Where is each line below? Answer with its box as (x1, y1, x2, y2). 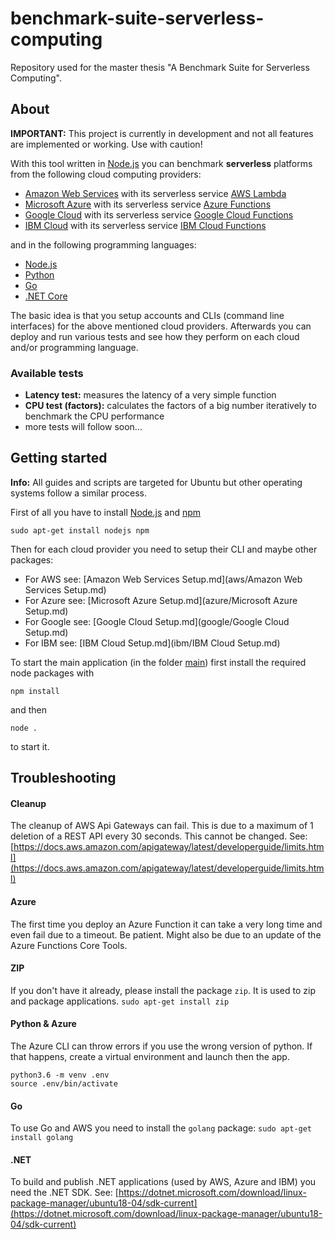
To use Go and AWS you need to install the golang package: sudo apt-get (10, 1122, 313, 1134)
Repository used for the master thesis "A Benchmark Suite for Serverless (10, 61, 310, 73)
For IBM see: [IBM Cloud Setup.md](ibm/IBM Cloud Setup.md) (24, 637, 281, 649)
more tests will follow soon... (24, 421, 143, 433)
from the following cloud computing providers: (10, 168, 202, 180)
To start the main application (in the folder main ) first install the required (10, 656, 307, 668)
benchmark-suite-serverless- (10, 7, 265, 30)
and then (10, 703, 47, 716)
